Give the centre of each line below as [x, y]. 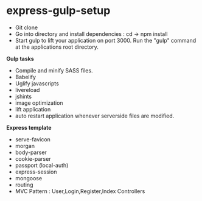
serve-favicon [33, 139]
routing [24, 185]
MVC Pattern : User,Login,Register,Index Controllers [80, 191]
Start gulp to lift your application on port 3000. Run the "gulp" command [106, 40]
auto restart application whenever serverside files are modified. [95, 116]
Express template [29, 127]
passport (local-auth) [42, 165]
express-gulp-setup [58, 11]
